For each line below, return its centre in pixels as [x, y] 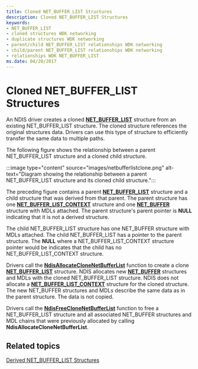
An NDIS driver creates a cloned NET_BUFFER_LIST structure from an [91, 120]
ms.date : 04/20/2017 [32, 61]
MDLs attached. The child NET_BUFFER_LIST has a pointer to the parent [94, 235]
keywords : [18, 23]
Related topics [33, 346]
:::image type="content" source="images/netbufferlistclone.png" [85, 168]
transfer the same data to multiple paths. [56, 139]
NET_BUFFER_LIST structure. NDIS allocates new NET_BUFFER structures [97, 272]
